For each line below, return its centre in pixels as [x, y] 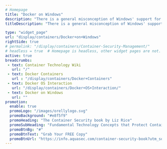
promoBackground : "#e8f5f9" [39, 116]
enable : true [23, 107]
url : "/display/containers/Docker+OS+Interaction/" [66, 88]
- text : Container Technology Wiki [44, 65]
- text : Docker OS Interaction [40, 83]
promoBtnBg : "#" [26, 130]
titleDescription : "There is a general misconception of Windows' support [84, 24]
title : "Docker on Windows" [34, 14]
